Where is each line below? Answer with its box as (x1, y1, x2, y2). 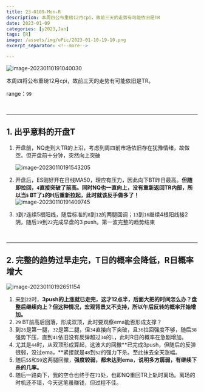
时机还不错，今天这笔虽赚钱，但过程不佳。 (15, 379, 122, 386)
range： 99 (6, 90, 32, 97)
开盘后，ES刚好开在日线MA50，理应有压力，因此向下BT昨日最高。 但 (15, 176, 188, 184)
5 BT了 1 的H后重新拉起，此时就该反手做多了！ (25, 191, 140, 199)
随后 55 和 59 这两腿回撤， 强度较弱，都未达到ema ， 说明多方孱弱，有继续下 (15, 356, 197, 364)
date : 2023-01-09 (6, 20, 50, 26)
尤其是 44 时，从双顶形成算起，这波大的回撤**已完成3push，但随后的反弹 (15, 341, 196, 348)
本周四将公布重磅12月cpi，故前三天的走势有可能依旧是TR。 (6, 77, 154, 84)
